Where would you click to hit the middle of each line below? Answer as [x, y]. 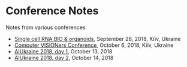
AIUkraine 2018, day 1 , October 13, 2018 [63, 51]
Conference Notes [52, 11]
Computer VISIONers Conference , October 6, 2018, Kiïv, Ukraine [94, 45]
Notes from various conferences [46, 27]
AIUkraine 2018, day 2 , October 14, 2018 [64, 58]
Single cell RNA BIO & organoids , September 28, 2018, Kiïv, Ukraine [97, 39]
